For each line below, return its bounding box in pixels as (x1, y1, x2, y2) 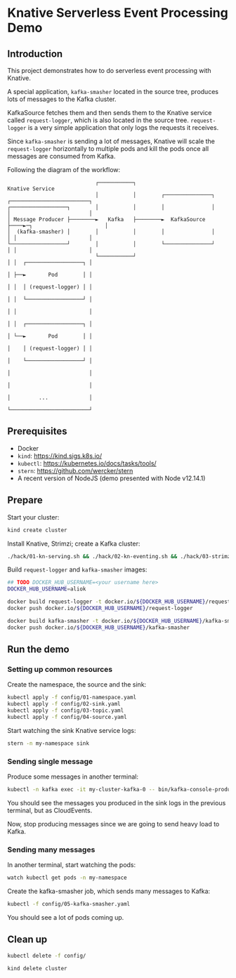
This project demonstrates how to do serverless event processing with (7, 67, 212, 74)
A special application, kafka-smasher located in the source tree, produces (7, 88, 219, 95)
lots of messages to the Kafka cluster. (7, 95, 117, 103)
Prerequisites (7, 425, 67, 437)
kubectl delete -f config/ (7, 952, 86, 959)
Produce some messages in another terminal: (7, 772, 139, 781)
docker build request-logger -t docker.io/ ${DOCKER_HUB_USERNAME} (7, 598, 206, 605)
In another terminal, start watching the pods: (7, 861, 136, 869)
